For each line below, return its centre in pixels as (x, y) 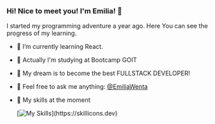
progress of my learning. (42, 33)
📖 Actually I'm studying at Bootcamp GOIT (77, 60)
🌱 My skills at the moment (53, 100)
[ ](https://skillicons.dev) (67, 114)
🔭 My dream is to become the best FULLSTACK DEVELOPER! (103, 73)
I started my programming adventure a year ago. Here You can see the (108, 26)
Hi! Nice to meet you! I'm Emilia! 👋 (64, 11)
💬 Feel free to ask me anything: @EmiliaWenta (82, 87)
